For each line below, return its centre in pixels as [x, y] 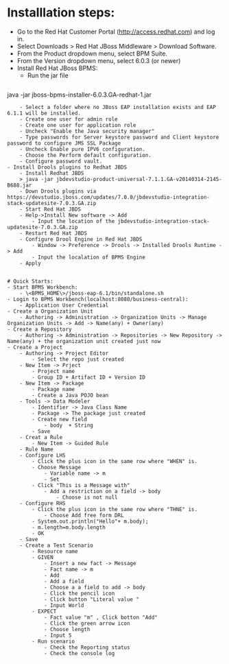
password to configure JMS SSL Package [64, 143]
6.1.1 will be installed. [44, 113]
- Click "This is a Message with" [81, 485]
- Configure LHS [43, 455]
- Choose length [67, 629]
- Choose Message [56, 467]
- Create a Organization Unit [50, 311]
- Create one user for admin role [69, 119]
